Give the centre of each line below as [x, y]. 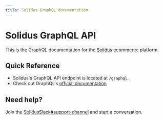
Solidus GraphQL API [51, 35]
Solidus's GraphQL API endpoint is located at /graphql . [71, 78]
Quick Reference [33, 65]
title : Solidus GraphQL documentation [47, 10]
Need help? [24, 100]
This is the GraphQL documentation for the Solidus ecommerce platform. [82, 50]
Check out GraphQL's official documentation [59, 84]
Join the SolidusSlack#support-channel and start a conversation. [74, 112]
